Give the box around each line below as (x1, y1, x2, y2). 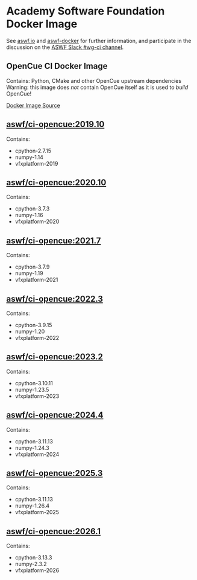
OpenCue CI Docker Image (6, 61, 108, 71)
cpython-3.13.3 (14, 554, 52, 561)
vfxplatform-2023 (14, 392, 60, 400)
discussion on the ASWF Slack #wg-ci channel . (6, 44, 124, 51)
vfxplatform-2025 (14, 509, 59, 516)
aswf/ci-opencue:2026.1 (6, 526, 101, 536)
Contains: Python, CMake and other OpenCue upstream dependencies (6, 77, 182, 84)
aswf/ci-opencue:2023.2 (6, 352, 104, 362)
